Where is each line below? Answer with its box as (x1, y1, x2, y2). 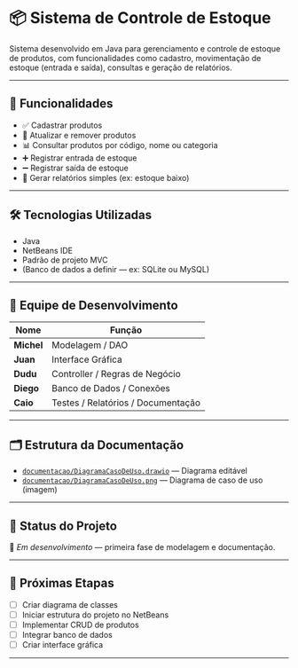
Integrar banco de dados (21, 630, 113, 640)
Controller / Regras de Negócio (51, 368, 182, 381)
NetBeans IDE (21, 245, 74, 255)
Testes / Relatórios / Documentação (51, 397, 201, 409)
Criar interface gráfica (21, 640, 104, 650)
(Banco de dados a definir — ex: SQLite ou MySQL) (21, 263, 210, 274)
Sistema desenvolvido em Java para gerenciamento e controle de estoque (9, 43, 281, 54)
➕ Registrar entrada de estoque (21, 153, 137, 163)
